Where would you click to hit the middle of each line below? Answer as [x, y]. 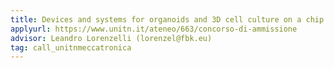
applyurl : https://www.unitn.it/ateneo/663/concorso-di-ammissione [154, 29]
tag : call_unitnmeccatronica [71, 47]
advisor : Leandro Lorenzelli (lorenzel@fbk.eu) [111, 38]
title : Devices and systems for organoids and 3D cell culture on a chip [167, 19]
